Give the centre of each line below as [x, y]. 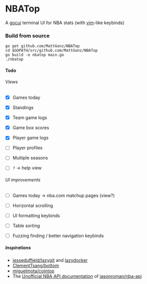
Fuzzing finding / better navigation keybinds [58, 235]
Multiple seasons [30, 158]
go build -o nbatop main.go [35, 55]
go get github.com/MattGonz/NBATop [43, 46]
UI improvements [23, 180]
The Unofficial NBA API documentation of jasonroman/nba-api [77, 276]
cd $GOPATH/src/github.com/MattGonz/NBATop [52, 51]
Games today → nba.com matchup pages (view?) [63, 195]
